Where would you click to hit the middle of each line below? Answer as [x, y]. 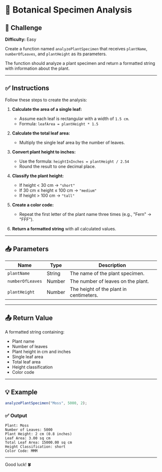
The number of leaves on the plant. [109, 281]
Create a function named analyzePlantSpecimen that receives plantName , [76, 49]
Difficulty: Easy [21, 39]
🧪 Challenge [24, 28]
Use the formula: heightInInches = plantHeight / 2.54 [74, 161]
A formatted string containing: [35, 332]
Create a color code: [33, 205]
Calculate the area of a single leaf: [47, 109]
